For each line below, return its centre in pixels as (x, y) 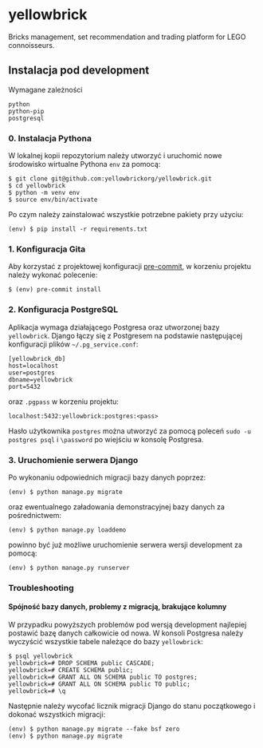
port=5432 (25, 386)
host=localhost (33, 366)
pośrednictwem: (35, 515)
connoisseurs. (31, 45)
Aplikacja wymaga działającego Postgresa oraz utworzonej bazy (114, 327)
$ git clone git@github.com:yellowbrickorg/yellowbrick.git (110, 179)
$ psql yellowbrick (41, 656)
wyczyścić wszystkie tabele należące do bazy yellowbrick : (106, 642)
